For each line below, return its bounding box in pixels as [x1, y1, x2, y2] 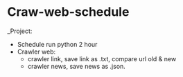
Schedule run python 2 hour [17, 40, 98, 48]
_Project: [7, 27, 33, 35]
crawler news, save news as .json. [27, 62, 126, 70]
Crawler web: [17, 47, 56, 56]
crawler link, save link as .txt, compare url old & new [27, 54, 177, 63]
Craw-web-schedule [7, 4, 130, 20]
